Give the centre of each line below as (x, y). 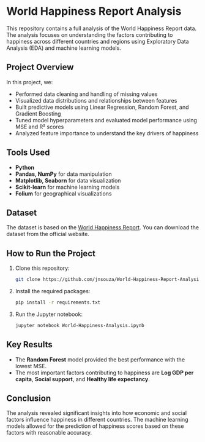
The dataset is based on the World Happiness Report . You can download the (103, 227)
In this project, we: (30, 82)
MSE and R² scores (39, 127)
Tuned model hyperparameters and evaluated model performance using (106, 120)
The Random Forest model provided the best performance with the (100, 359)
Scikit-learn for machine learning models (67, 187)
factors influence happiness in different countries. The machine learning (97, 420)
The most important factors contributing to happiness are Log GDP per (104, 373)
